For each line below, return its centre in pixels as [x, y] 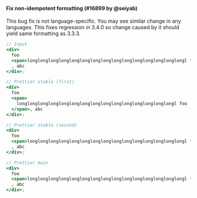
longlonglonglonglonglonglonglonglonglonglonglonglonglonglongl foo [102, 103]
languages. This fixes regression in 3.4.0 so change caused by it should [93, 27]
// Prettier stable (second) [42, 125]
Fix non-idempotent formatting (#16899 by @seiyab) [72, 8]
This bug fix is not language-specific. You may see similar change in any [94, 21]
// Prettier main [27, 163]
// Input [17, 44]
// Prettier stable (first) [40, 82]
